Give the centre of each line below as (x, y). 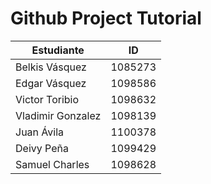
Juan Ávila (40, 132)
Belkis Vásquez (51, 67)
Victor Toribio (47, 99)
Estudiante (58, 50)
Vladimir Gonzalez (58, 115)
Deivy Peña (42, 148)
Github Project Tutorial (106, 18)
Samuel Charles (52, 164)
